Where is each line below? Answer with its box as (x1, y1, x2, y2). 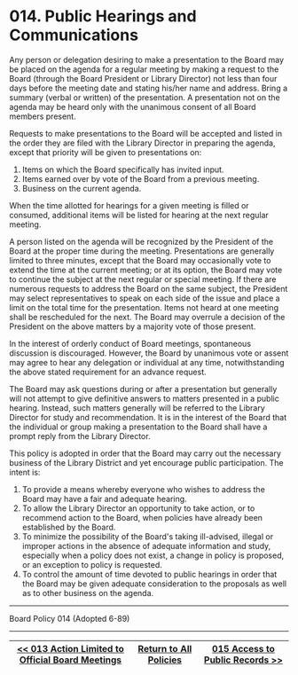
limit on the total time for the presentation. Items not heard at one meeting (9, 302, 279, 312)
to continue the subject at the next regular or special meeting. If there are (9, 273, 277, 285)
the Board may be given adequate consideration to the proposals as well (21, 578, 286, 589)
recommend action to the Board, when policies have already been (21, 512, 263, 522)
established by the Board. (21, 522, 116, 532)
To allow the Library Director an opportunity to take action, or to (21, 503, 255, 514)
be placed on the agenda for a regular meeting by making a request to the (9, 64, 279, 75)
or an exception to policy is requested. (21, 559, 162, 569)
